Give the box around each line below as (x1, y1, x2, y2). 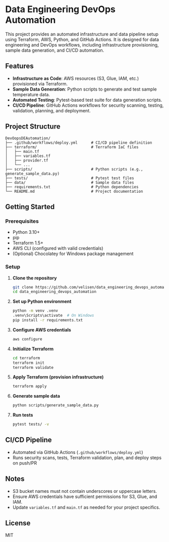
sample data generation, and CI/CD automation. (5, 47, 104, 53)
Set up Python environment (12, 299, 72, 305)
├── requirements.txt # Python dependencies (5, 184, 139, 189)
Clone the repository (12, 275, 57, 281)
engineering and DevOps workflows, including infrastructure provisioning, (5, 41, 159, 48)
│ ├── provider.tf (5, 158, 49, 163)
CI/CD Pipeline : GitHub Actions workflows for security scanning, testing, (12, 102, 164, 108)
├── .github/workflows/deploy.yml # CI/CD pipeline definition (5, 140, 152, 145)
